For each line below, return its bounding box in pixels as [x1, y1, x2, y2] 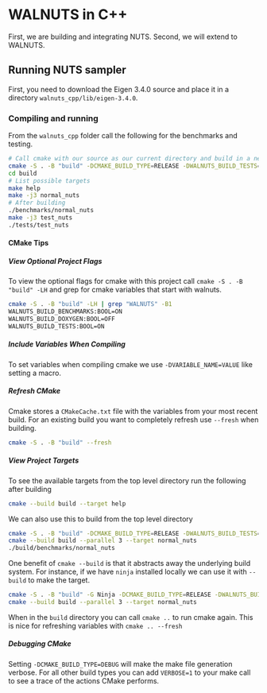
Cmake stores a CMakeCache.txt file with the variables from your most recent [8, 406, 258, 416]
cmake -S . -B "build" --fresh [8, 439, 112, 447]
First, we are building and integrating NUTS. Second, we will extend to [8, 32, 238, 41]
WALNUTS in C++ [8, 6, 128, 24]
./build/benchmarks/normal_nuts [8, 544, 115, 552]
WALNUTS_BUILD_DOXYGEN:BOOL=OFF [8, 316, 115, 323]
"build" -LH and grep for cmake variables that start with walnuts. [8, 285, 222, 295]
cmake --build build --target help [8, 499, 126, 508]
